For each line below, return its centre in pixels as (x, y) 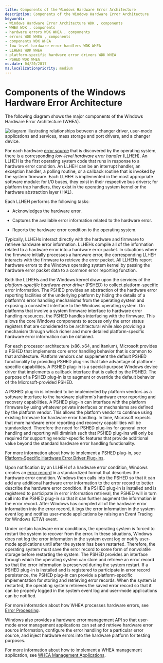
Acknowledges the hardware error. (47, 211)
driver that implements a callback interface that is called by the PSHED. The (81, 372)
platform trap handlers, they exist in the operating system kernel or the (76, 187)
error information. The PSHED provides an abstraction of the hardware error (81, 290)
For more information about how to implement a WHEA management (73, 650)
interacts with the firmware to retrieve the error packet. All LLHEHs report (79, 260)
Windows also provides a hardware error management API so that (71, 620)
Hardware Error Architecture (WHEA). (43, 121)
